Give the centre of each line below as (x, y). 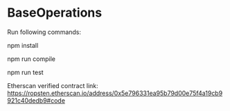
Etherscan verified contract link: (53, 85)
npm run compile (31, 59)
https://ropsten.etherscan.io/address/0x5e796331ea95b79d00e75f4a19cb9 (115, 93)
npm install (23, 45)
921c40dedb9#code (36, 100)
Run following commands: (44, 32)
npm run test (25, 72)
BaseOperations (55, 13)
